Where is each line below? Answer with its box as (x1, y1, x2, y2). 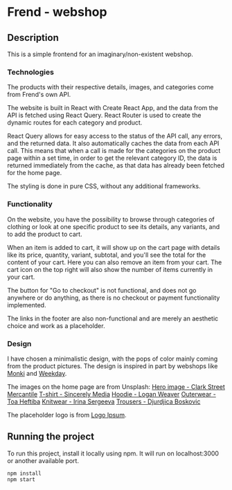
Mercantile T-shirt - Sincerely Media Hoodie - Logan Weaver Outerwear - (7, 390, 216, 398)
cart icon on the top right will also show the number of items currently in (7, 265, 213, 273)
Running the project (7, 430, 95, 443)
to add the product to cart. (7, 230, 82, 238)
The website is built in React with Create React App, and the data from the (7, 104, 219, 112)
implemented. (7, 300, 46, 309)
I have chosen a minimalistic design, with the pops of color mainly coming (7, 354, 218, 363)
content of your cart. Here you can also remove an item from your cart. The (7, 257, 222, 266)
